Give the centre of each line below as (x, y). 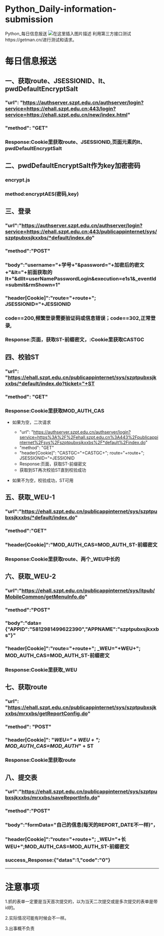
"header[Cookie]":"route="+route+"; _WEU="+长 (66, 839)
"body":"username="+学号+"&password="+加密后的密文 (75, 265)
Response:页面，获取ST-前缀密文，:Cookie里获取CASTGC (75, 340)
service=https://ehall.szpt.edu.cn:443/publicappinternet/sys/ (81, 231)
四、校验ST (22, 357)
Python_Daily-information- (61, 9)
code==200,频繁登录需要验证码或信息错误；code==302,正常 (78, 318)
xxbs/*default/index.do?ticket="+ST (50, 384)
